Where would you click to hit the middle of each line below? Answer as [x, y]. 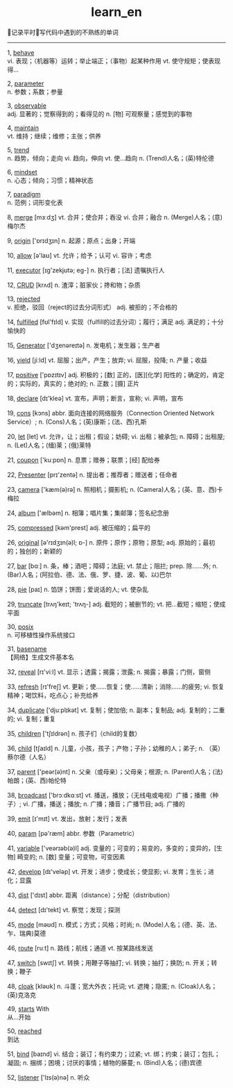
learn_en [116, 12]
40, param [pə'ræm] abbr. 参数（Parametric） [73, 833]
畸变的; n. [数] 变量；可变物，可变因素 [71, 857]
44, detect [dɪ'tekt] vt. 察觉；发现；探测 [64, 909]
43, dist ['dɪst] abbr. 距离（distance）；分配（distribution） [90, 895]
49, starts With [28, 1009]
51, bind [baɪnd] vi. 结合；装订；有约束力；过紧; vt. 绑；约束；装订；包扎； [114, 1054]
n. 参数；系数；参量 [35, 92]
